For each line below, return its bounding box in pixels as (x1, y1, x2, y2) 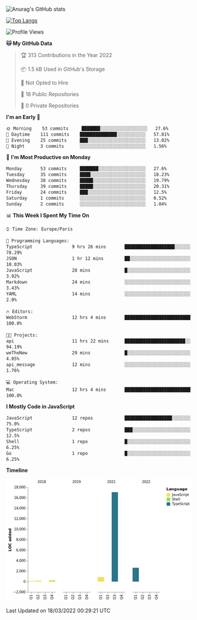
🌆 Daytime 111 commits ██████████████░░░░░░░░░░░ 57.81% (6, 131, 169, 137)
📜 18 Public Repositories (20, 91, 79, 97)
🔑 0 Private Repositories (20, 102, 79, 109)
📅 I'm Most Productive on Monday (6, 154, 91, 160)
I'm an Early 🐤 (6, 114, 41, 120)
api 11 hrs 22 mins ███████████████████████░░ (6, 338, 191, 344)
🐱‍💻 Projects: (6, 332, 38, 338)
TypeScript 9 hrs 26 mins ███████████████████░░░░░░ (6, 244, 191, 250)
